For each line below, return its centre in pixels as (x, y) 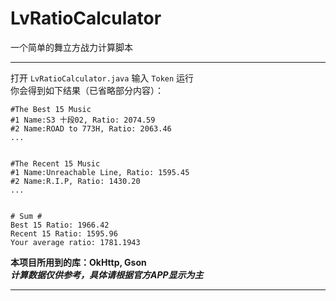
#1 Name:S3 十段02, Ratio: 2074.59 (83, 120)
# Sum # (26, 216)
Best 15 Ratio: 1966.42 (60, 225)
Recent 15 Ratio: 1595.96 (64, 233)
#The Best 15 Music (51, 109)
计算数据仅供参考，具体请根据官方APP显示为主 (107, 274)
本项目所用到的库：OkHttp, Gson (78, 262)
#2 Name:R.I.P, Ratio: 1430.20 (75, 181)
